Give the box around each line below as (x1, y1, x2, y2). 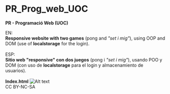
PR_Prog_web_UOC (5, 3, 88, 15)
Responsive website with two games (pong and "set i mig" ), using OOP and (5, 35, 165, 41)
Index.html (5, 78, 29, 84)
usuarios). (5, 67, 26, 74)
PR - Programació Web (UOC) (5, 20, 69, 26)
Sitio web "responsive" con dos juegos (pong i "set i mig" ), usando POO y (5, 56, 162, 62)
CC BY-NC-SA (5, 83, 36, 89)
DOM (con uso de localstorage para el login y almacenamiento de (5, 62, 144, 68)
